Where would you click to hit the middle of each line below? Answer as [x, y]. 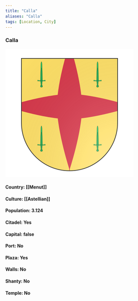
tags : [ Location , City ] [31, 22]
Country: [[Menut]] [26, 187]
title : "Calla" [22, 11]
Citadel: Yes [18, 222]
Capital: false [20, 234]
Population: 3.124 [24, 211]
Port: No [14, 246]
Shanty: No [17, 281]
